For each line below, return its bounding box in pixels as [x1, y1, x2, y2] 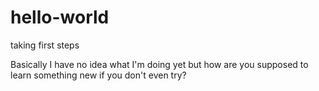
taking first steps [10, 39, 80, 51]
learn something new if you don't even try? [10, 69, 187, 81]
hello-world [10, 6, 110, 29]
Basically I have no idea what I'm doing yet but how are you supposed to [10, 58, 309, 70]
